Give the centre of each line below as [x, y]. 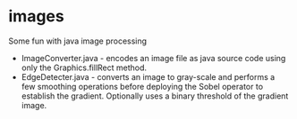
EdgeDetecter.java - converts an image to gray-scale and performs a [148, 76]
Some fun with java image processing [78, 41]
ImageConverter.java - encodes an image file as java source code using [153, 58]
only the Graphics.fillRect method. [84, 67]
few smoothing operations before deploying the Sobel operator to [142, 86]
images [36, 16]
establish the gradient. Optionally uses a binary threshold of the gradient [155, 96]
